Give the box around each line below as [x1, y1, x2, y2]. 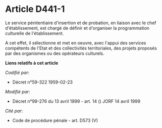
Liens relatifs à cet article [5, 60, 58, 66]
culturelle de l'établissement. [5, 30, 64, 36]
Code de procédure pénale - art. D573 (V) [12, 117, 98, 123]
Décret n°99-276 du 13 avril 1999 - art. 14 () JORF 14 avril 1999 [12, 98, 141, 104]
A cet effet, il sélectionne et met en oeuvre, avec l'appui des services [5, 40, 146, 45]
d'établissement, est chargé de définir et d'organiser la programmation [5, 25, 150, 31]
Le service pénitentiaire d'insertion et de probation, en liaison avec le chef [5, 20, 157, 26]
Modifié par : [5, 88, 31, 94]
